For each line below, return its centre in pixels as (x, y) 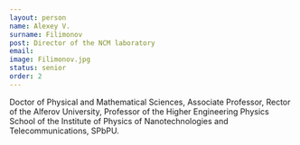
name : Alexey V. (40, 26)
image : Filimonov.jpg (50, 59)
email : (22, 51)
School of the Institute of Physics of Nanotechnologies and (119, 121)
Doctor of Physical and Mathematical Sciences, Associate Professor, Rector (150, 102)
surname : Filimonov (46, 34)
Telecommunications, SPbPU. (64, 131)
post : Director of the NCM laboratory (82, 43)
